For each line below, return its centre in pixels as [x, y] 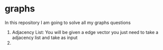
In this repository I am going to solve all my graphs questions [68, 22]
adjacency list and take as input [45, 37]
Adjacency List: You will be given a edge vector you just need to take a [85, 32]
